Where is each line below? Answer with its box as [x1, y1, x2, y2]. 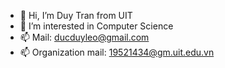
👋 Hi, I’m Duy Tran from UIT [19, 10, 133, 21]
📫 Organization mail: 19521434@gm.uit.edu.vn [19, 46, 215, 58]
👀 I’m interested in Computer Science [19, 20, 174, 32]
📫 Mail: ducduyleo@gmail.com [19, 31, 150, 43]
